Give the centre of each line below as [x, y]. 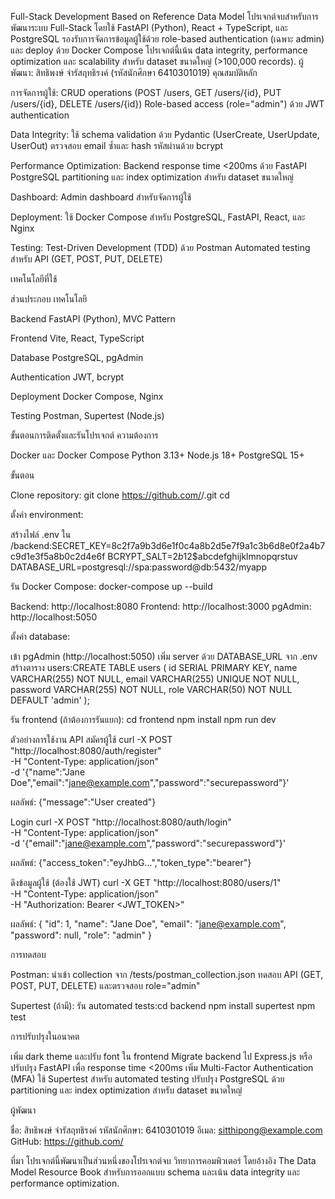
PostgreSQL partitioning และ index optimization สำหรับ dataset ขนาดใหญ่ [152, 177]
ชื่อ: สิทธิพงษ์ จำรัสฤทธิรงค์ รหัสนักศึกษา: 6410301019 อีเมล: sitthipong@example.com [166, 1130]
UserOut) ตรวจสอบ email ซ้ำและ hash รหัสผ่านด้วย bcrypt [117, 145]
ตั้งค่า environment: [47, 514]
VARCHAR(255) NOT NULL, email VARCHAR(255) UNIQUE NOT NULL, [155, 679]
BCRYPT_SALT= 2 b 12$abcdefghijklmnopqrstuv [202, 556]
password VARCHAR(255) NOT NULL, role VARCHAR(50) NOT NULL [151, 689]
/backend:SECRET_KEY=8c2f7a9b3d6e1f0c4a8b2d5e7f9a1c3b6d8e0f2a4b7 [168, 545]
